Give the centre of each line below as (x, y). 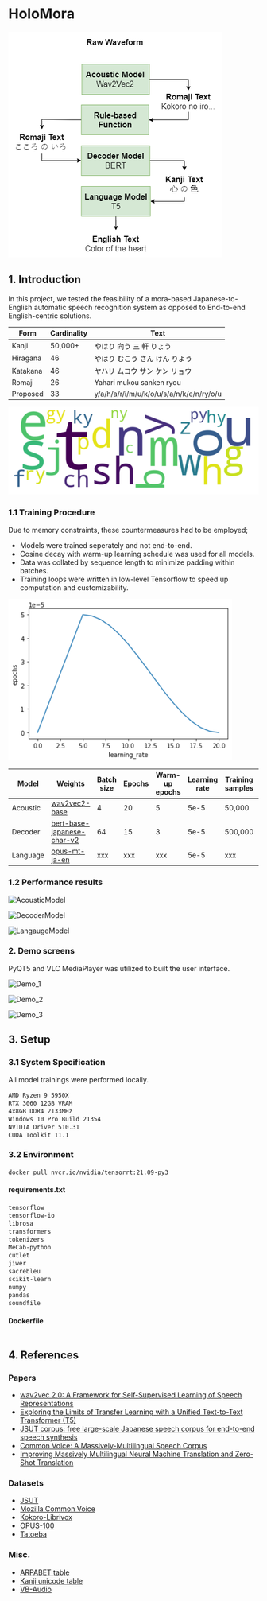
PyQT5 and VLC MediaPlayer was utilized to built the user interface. (119, 968)
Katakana (27, 371)
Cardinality (69, 333)
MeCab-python (30, 1248)
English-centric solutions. (50, 316)
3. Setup (29, 1040)
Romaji (23, 383)
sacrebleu (25, 1272)
